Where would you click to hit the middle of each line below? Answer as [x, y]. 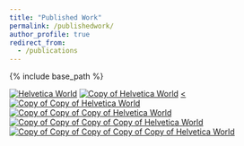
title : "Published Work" [56, 17]
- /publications [48, 51]
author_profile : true [50, 34]
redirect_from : [38, 43]
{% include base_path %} [57, 76]
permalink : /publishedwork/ [62, 26]
